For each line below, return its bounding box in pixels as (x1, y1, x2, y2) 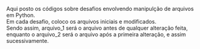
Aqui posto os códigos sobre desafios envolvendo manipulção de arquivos (6, 5, 194, 12)
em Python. (6, 11, 35, 19)
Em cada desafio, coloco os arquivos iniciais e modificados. (6, 18, 157, 25)
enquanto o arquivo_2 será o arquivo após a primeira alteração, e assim (6, 31, 186, 38)
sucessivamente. (6, 38, 49, 44)
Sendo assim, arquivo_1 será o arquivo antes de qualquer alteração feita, (6, 24, 188, 31)
